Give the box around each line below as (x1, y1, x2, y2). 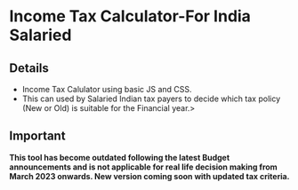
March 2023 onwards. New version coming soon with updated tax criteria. (9, 170, 290, 181)
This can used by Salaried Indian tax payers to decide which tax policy (21, 93, 281, 104)
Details (9, 60, 49, 75)
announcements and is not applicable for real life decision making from (9, 162, 278, 172)
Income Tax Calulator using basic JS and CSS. (21, 84, 193, 94)
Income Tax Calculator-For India (9, 6, 252, 27)
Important (9, 129, 66, 144)
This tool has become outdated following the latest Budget (9, 152, 230, 162)
